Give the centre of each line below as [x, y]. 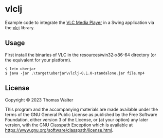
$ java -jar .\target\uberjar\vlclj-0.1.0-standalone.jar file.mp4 [75, 73]
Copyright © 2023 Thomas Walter [39, 100]
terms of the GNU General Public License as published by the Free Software [81, 114]
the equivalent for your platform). [38, 60]
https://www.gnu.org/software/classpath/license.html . [59, 130]
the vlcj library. [20, 27]
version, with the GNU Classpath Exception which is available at [69, 125]
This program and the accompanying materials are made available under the [81, 109]
